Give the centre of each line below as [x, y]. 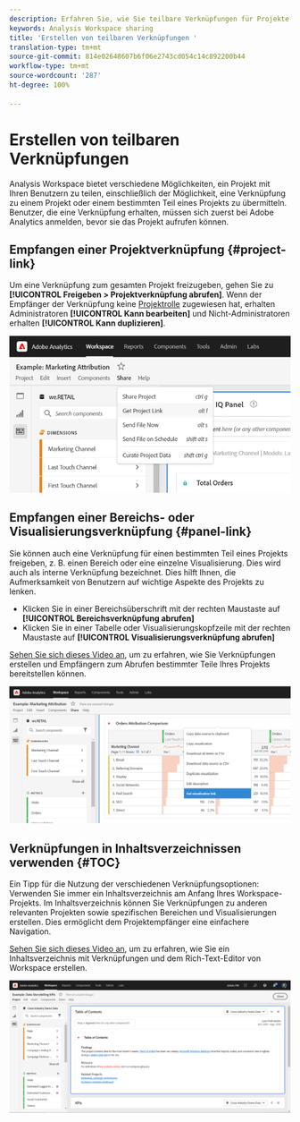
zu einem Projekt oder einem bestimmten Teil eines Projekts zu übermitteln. [148, 202]
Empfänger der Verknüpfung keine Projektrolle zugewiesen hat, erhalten [142, 304]
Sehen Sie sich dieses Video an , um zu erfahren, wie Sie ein [120, 948]
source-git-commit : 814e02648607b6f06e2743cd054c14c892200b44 [127, 57]
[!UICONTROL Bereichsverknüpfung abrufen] [108, 618]
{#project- [257, 249]
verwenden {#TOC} [65, 862]
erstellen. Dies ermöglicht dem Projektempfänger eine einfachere [129, 922]
